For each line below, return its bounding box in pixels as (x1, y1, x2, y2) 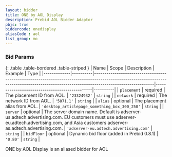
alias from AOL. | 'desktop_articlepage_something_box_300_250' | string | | (5, 103, 164, 110)
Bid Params (5, 53, 34, 60)
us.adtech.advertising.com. (5, 114, 63, 120)
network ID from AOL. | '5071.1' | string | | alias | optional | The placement (5, 98, 167, 104)
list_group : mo (5, 37, 38, 42)
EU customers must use (64, 114, 114, 120)
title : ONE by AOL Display (5, 12, 63, 18)
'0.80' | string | (5, 136, 40, 142)
